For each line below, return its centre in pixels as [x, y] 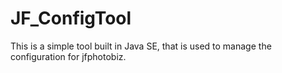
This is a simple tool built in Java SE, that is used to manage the [141, 46]
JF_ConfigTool [71, 18]
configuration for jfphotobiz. [68, 56]
